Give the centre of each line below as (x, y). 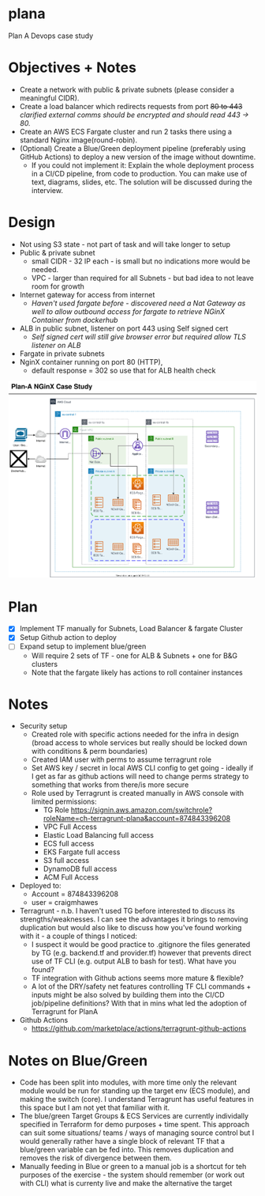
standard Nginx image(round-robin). (78, 140)
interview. (47, 190)
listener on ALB (56, 345)
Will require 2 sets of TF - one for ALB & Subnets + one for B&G (134, 655)
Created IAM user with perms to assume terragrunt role (121, 759)
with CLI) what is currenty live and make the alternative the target (126, 1183)
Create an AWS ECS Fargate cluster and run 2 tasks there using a (126, 131)
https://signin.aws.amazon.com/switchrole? (142, 810)
